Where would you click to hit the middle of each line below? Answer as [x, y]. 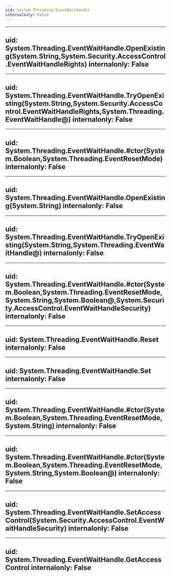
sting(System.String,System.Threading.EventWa [85, 245]
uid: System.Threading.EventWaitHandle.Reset [82, 340]
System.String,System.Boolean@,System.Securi [85, 300]
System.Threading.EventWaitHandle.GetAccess [83, 559]
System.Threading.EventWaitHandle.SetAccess [83, 512]
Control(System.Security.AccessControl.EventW [85, 521]
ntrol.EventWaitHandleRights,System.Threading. [85, 111]
